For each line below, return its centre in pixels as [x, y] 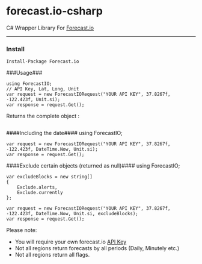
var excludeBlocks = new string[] [50, 177]
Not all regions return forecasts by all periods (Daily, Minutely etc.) [97, 248]
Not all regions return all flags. [52, 255]
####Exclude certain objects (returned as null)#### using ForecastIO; [93, 166]
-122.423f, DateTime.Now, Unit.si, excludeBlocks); [72, 214]
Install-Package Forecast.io [43, 61]
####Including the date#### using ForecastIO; [65, 133]
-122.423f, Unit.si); [33, 100]
